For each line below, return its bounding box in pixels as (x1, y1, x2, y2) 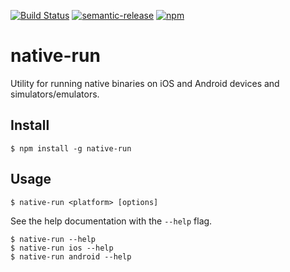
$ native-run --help (10, 234, 97, 244)
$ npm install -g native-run (10, 143, 132, 154)
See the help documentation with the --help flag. (10, 215, 213, 227)
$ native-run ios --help (10, 243, 114, 253)
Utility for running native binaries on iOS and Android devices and (10, 77, 280, 89)
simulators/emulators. (10, 88, 100, 100)
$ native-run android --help (10, 251, 132, 262)
